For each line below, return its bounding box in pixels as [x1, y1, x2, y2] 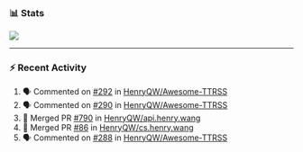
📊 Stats [9, 6, 45, 19]
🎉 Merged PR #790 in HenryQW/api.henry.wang [22, 112, 201, 123]
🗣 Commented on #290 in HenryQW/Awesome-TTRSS [22, 99, 228, 110]
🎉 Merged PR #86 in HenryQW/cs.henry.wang [22, 121, 194, 132]
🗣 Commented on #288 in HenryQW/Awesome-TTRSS [22, 132, 228, 143]
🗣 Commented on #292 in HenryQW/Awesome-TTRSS [22, 85, 228, 96]
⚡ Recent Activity [9, 61, 87, 74]
